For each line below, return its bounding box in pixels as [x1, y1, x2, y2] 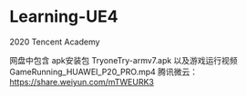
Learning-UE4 [9, 6, 118, 27]
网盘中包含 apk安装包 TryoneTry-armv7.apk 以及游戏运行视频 [9, 54, 239, 65]
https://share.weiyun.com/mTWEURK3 [9, 76, 155, 87]
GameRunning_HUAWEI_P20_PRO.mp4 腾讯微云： [9, 66, 199, 77]
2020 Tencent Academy [9, 36, 100, 47]
